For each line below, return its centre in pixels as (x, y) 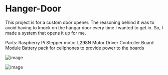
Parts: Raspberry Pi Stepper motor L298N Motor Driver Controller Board (79, 42)
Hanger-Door (33, 9)
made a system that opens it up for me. (46, 33)
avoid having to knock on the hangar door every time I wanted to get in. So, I (84, 27)
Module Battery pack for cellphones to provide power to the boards (75, 48)
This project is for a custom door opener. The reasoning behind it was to (80, 22)
